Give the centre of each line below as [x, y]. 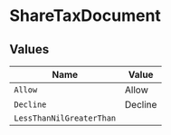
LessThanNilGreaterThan [65, 118]
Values [29, 49]
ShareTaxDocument [85, 16]
